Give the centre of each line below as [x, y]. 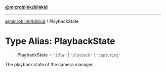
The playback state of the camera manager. [49, 64]
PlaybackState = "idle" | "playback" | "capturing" [69, 55]
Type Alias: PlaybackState [60, 41]
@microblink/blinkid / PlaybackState [42, 21]
